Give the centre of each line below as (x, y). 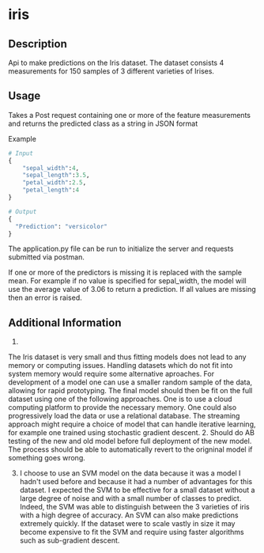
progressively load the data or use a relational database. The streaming (124, 416)
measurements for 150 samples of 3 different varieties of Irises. (111, 71)
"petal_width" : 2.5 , (55, 183)
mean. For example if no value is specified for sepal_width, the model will (127, 281)
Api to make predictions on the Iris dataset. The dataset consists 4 (116, 62)
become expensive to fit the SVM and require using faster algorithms (132, 532)
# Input (21, 153)
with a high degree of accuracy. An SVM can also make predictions (129, 515)
